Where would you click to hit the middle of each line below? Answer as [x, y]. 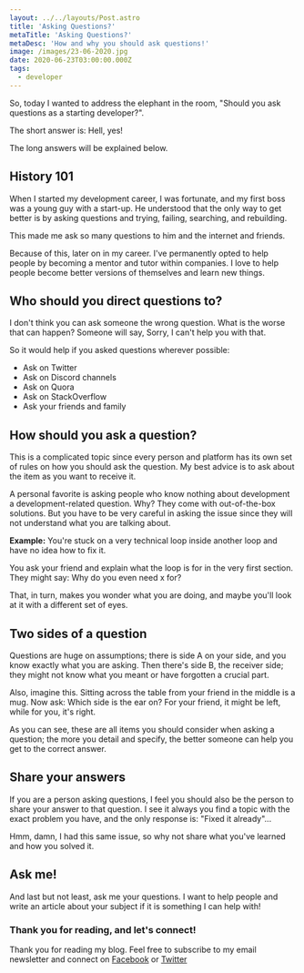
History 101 [42, 177]
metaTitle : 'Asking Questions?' [71, 35]
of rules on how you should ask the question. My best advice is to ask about [152, 467]
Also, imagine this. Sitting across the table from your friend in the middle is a [152, 692]
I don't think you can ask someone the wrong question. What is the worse [147, 323]
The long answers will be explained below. [89, 147]
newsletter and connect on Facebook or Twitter [98, 959]
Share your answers [67, 778]
